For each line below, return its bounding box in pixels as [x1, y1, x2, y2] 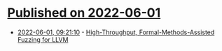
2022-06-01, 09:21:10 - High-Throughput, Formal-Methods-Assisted [17, 28, 215, 36]
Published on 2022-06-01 [7, 5, 161, 21]
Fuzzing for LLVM [17, 35, 69, 43]
